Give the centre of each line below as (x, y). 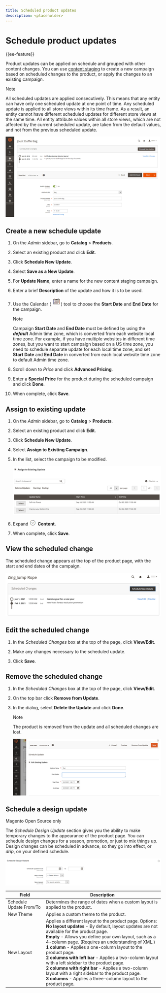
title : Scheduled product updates (41, 10)
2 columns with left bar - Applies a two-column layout (102, 958)
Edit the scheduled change (48, 630)
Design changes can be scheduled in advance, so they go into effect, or (79, 846)
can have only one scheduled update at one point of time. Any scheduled (80, 104)
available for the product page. (77, 931)
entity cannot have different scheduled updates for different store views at (81, 114)
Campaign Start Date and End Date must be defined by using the (79, 329)
